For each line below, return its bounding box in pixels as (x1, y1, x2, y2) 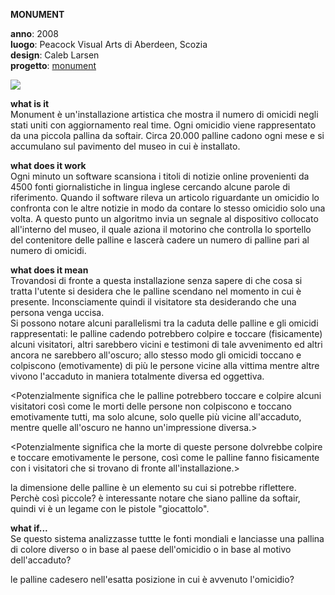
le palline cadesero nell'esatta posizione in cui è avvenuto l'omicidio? (10, 574, 295, 585)
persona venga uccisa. (10, 307, 105, 318)
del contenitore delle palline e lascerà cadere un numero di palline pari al (10, 234, 310, 246)
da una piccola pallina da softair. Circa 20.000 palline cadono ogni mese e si (10, 130, 325, 141)
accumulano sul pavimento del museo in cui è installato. (10, 140, 241, 152)
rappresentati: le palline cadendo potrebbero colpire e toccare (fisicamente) (10, 328, 323, 339)
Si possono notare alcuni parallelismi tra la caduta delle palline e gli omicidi (10, 317, 319, 329)
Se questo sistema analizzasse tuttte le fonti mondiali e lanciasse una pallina (10, 533, 325, 544)
